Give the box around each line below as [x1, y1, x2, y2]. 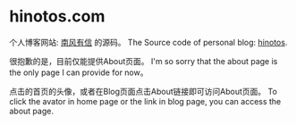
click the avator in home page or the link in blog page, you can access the [9, 96, 282, 106]
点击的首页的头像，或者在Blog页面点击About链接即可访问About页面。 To [9, 86, 277, 96]
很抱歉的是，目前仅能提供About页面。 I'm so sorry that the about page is [9, 55, 278, 66]
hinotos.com [9, 6, 106, 27]
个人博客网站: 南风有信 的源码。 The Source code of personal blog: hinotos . [9, 37, 288, 47]
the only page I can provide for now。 [9, 67, 148, 78]
